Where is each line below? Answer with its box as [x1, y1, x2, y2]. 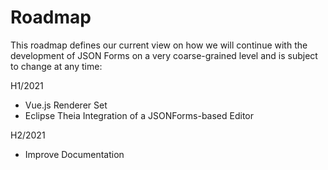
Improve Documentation [24, 148, 125, 160]
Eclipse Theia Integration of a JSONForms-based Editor [24, 109, 254, 121]
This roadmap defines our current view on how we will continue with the [10, 39, 308, 51]
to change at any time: [10, 60, 103, 72]
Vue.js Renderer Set [24, 99, 108, 111]
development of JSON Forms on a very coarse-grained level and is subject [10, 49, 318, 61]
